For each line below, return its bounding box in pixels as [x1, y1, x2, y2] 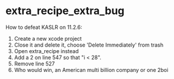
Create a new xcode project [14, 35, 82, 42]
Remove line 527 [14, 60, 55, 67]
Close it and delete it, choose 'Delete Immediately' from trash [14, 41, 164, 48]
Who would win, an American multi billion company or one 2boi [14, 66, 169, 73]
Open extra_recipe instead [14, 47, 79, 54]
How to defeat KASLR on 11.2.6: [5, 24, 82, 31]
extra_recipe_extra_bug [5, 4, 125, 18]
